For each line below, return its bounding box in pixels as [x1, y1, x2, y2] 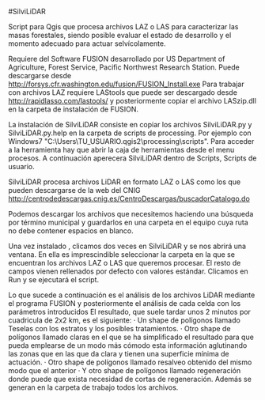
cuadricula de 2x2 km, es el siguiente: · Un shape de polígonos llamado [8, 315, 241, 325]
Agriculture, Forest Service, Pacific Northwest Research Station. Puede [8, 62, 240, 72]
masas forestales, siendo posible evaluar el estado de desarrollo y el [8, 31, 232, 40]
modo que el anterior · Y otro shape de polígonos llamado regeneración [8, 366, 241, 375]
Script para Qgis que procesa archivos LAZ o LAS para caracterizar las [8, 22, 239, 31]
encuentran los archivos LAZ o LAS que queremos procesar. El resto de [8, 258, 241, 267]
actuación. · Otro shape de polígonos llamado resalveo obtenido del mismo [8, 357, 252, 367]
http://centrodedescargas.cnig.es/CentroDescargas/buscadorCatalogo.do [8, 194, 251, 203]
